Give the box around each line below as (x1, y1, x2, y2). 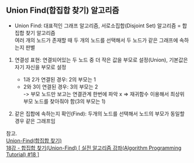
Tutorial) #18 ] (6, 151, 40, 158)
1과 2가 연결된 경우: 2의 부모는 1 (23, 76, 96, 83)
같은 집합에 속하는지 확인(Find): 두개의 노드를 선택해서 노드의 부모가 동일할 (14, 110, 185, 117)
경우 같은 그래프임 (14, 117, 56, 124)
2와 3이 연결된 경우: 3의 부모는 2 (23, 83, 98, 90)
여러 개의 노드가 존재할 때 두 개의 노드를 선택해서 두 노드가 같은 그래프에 (14, 37, 178, 44)
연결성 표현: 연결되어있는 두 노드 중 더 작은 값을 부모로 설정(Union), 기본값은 (14, 56, 188, 63)
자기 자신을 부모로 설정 (14, 63, 67, 70)
